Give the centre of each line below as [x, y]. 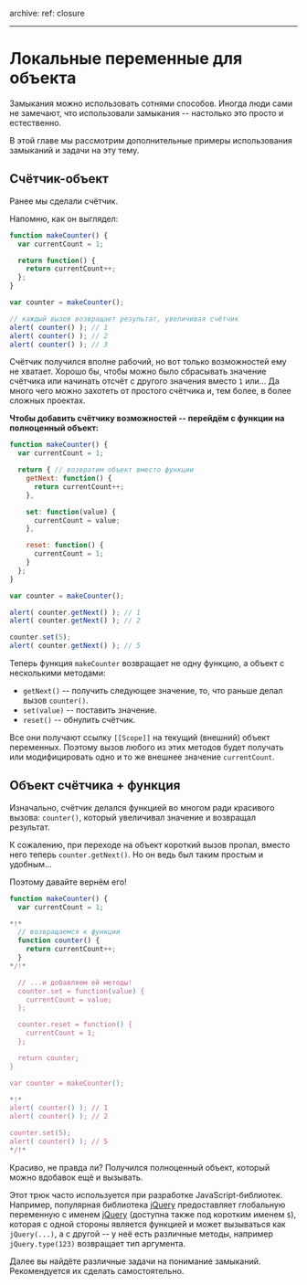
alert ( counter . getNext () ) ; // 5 [75, 646]
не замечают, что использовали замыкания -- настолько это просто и [147, 112]
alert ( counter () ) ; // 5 [58, 1142]
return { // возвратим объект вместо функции [106, 470]
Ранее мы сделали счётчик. [64, 201]
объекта [43, 78]
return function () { [57, 260]
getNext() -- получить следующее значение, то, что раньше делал [153, 690]
